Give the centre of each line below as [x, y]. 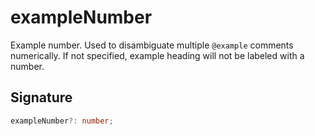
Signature [41, 97]
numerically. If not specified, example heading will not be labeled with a [157, 55]
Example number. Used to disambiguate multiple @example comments [152, 45]
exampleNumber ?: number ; [62, 121]
